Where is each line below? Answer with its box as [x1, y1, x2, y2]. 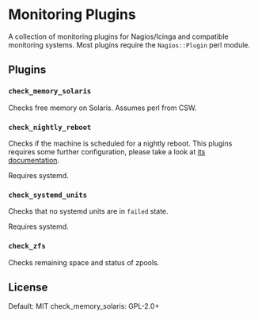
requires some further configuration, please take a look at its [8, 146, 206, 156]
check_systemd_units [8, 190, 88, 199]
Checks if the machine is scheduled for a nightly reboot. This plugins [8, 139, 233, 148]
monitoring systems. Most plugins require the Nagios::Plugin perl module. [8, 40, 251, 49]
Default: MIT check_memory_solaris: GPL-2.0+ [8, 302, 160, 311]
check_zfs [8, 241, 46, 251]
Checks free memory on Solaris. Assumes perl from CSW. [8, 103, 197, 112]
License [8, 280, 48, 294]
